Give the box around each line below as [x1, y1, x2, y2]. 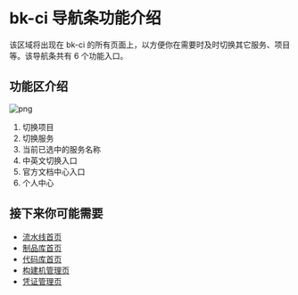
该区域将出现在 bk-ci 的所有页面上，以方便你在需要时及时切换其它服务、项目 [9, 39, 291, 50]
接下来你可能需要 [9, 206, 103, 221]
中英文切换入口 [21, 155, 78, 166]
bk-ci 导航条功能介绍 [9, 8, 162, 29]
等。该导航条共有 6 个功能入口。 [9, 50, 128, 61]
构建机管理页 [21, 265, 70, 275]
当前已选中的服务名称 [21, 143, 101, 154]
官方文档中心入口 [21, 166, 86, 176]
